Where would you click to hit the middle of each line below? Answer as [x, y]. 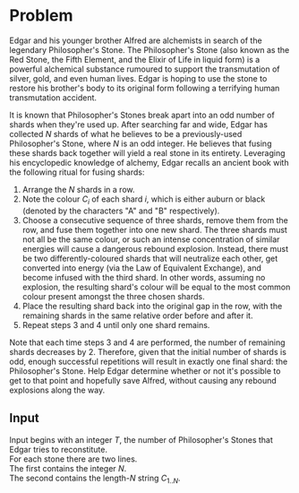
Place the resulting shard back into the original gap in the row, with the [152, 306]
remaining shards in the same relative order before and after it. [137, 316]
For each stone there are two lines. [73, 459]
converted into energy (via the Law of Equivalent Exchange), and [142, 268]
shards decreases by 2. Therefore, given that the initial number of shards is [148, 351]
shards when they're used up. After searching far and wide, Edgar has [139, 124]
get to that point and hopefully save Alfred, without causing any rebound [143, 380]
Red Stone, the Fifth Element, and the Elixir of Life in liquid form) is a [135, 59]
